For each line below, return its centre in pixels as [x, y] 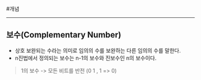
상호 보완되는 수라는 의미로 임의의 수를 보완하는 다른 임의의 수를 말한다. [98, 50]
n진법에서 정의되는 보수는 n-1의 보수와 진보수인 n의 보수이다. [86, 58]
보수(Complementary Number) [64, 35]
